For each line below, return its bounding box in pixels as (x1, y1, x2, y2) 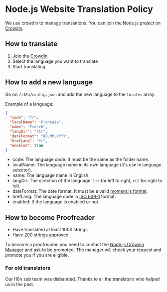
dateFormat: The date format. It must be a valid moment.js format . (12, 188, 148, 194)
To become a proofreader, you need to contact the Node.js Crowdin (5, 242, 145, 248)
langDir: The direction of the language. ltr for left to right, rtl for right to (12, 178, 163, 184)
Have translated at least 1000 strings (12, 227, 88, 233)
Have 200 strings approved (12, 232, 69, 238)
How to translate (5, 40, 58, 48)
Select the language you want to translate (12, 58, 98, 64)
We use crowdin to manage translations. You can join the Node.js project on (5, 20, 161, 26)
